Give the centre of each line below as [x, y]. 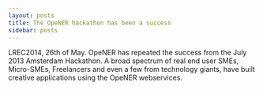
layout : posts [32, 15]
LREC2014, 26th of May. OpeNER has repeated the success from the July [128, 53]
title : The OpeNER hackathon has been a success [90, 23]
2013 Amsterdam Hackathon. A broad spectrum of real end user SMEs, [124, 61]
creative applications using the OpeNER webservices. [96, 78]
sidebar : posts [33, 30]
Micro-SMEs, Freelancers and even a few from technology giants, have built [131, 69]
